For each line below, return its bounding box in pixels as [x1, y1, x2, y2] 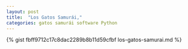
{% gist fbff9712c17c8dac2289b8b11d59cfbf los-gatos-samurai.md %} [6, 36, 183, 44]
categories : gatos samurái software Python [6, 20, 118, 26]
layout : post [6, 8, 39, 15]
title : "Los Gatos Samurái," [6, 14, 83, 20]
